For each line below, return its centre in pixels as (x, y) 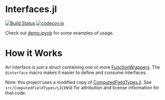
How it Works (34, 53)
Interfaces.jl (31, 9)
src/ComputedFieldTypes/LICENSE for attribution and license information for (82, 87)
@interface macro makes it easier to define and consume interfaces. (76, 72)
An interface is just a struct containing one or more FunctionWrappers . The (82, 67)
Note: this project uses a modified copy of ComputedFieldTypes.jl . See (78, 82)
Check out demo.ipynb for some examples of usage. (60, 33)
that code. (16, 93)
